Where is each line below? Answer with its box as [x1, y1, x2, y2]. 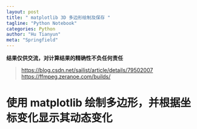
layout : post [6, 8, 39, 15]
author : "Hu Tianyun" [6, 31, 61, 38]
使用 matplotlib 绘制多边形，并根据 [6, 96, 181, 110]
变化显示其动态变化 [17, 111, 113, 125]
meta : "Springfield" [6, 37, 59, 43]
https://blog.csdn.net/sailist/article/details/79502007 [21, 67, 153, 73]
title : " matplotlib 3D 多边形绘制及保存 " [6, 15, 111, 21]
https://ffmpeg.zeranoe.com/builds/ [21, 73, 111, 80]
